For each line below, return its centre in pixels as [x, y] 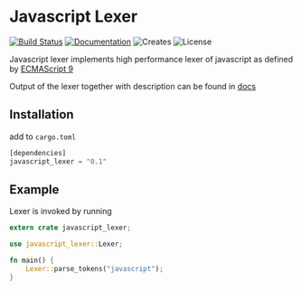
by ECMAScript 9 [42, 69]
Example [34, 189]
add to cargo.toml [43, 136]
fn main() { [32, 261]
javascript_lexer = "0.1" [58, 161]
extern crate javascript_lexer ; [70, 228]
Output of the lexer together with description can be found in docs [132, 86]
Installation [42, 115]
